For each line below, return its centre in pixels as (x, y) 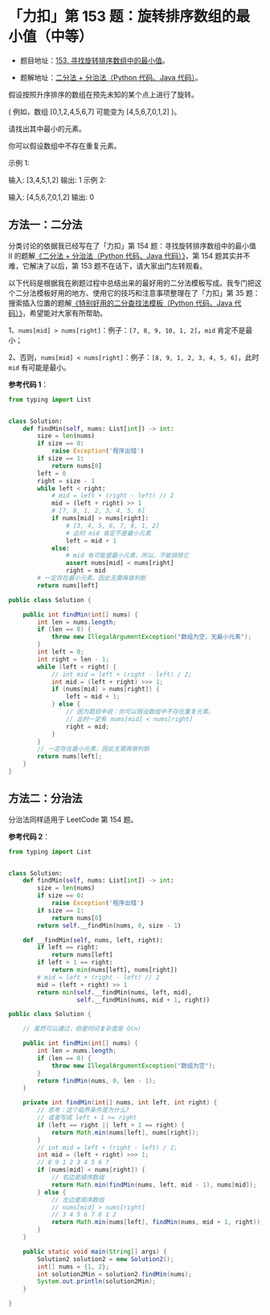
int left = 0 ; (61, 652)
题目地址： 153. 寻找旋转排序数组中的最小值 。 (95, 60)
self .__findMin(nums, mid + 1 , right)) (143, 1000)
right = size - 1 (66, 481)
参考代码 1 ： (29, 384)
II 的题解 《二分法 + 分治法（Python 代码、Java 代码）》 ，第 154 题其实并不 (129, 256)
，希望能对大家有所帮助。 (65, 313)
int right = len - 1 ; (74, 659)
